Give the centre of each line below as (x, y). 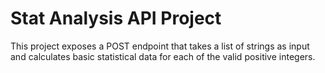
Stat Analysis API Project (116, 18)
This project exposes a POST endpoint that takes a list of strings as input (160, 46)
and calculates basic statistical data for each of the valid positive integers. (163, 56)
